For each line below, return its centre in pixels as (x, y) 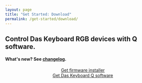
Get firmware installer (83, 70)
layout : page (18, 10)
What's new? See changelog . (36, 59)
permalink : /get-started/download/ (42, 19)
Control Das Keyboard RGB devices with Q (71, 39)
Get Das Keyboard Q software (83, 75)
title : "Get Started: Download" (38, 14)
